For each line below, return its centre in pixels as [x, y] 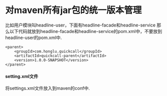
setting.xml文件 [22, 76]
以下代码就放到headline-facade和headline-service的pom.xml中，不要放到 [86, 31]
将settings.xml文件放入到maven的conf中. [48, 88]
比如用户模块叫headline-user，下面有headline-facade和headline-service [80, 25]
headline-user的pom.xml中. [34, 37]
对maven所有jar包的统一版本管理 [73, 10]
